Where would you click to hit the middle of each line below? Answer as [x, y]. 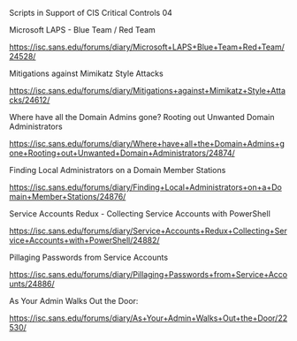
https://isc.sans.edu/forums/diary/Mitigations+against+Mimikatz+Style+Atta [147, 91]
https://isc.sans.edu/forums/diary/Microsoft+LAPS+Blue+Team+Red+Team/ [147, 47]
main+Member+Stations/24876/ [68, 197]
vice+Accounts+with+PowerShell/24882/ [85, 240]
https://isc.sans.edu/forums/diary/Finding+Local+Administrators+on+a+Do [146, 187]
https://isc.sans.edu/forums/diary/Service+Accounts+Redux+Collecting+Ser [148, 231]
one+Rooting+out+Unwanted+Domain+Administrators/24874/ [122, 153]
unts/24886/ [32, 284]
